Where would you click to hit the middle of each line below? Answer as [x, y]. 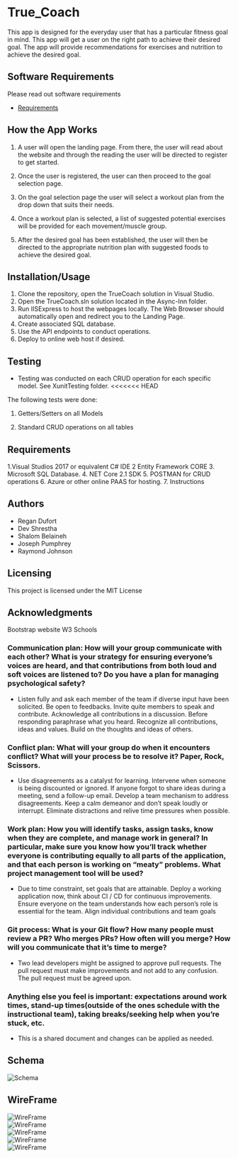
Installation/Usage [49, 277]
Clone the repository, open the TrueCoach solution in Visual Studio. [116, 294]
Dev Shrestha [38, 528]
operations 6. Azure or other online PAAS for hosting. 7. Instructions [106, 482]
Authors [26, 504]
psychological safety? [46, 683]
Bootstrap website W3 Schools [52, 630]
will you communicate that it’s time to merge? [87, 948]
